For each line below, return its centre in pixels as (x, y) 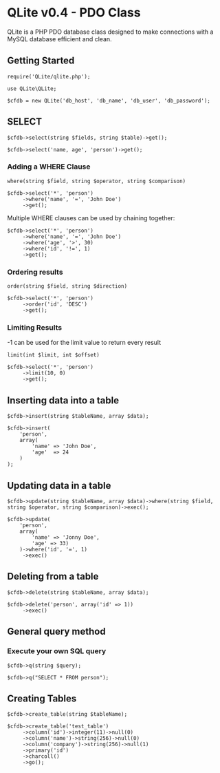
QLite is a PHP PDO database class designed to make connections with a (110, 32)
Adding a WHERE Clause (49, 167)
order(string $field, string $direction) (67, 286)
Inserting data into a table (63, 400)
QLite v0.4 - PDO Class (74, 13)
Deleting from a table (53, 576)
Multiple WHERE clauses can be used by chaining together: (91, 218)
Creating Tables (42, 698)
